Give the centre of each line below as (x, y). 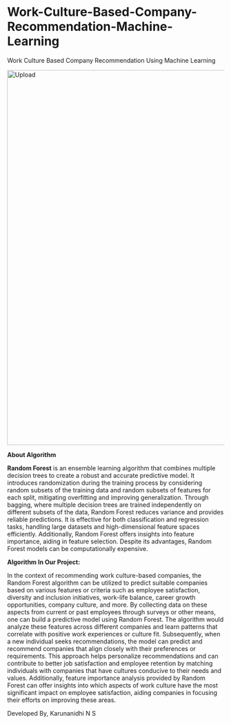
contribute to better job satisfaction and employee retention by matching (110, 663)
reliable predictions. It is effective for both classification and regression (108, 519)
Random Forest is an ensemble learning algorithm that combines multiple (111, 468)
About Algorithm (32, 454)
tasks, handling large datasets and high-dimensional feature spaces (103, 526)
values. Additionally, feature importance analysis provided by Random (106, 678)
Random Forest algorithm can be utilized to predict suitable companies (108, 583)
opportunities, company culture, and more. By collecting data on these (108, 605)
